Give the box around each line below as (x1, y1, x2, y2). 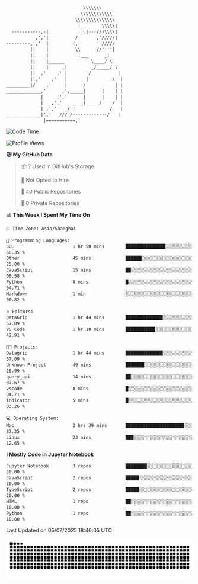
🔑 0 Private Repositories (20, 200, 80, 206)
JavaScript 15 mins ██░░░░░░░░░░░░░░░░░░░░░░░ (6, 267, 193, 273)
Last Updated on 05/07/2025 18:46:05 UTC (6, 527, 113, 534)
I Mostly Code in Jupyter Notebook (6, 451, 94, 458)
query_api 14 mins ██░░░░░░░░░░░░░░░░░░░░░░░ (6, 374, 193, 380)
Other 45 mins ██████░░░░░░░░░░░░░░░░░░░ (6, 255, 193, 261)
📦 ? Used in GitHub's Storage (20, 163, 95, 170)
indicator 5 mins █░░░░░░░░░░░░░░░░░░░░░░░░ (6, 397, 193, 403)
